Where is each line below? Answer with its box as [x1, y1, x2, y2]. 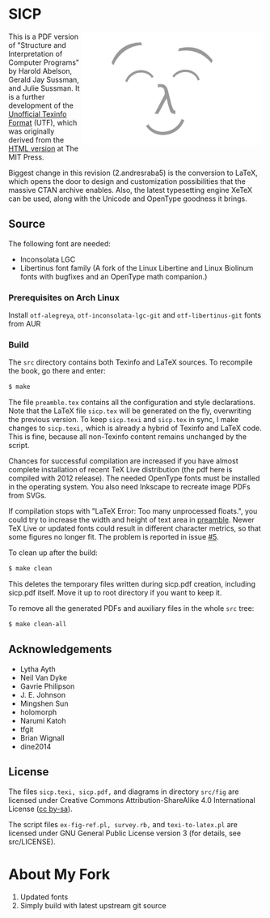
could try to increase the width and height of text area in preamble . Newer [8, 515, 255, 525]
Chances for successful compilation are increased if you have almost [8, 456, 238, 466]
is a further [8, 92, 45, 101]
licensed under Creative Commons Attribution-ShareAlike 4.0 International [8, 795, 256, 805]
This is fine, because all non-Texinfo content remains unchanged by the [8, 432, 247, 442]
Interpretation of [8, 49, 63, 58]
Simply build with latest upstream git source [19, 900, 167, 910]
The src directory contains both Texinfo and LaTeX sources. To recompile [8, 357, 253, 367]
